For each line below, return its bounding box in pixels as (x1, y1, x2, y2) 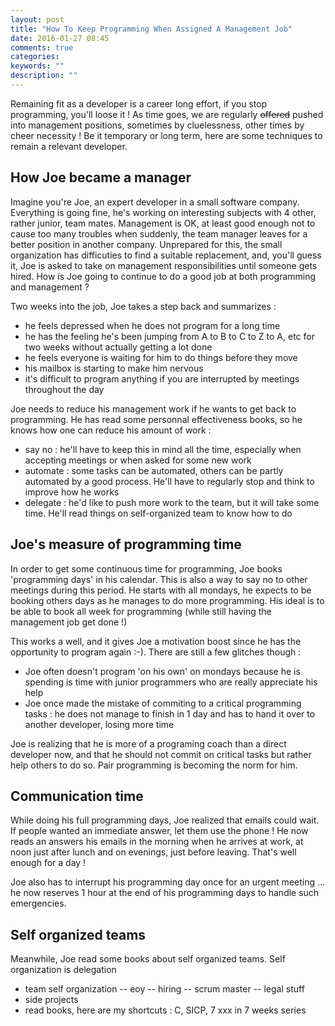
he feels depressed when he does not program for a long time (24, 319, 281, 331)
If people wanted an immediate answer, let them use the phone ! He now (10, 825, 309, 837)
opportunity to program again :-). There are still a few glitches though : (10, 646, 302, 658)
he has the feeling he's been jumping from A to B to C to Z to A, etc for (24, 330, 315, 342)
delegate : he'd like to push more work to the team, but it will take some (24, 496, 320, 508)
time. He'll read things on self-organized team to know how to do (24, 507, 293, 519)
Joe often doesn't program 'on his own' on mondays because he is (24, 665, 301, 677)
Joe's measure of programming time (10, 536, 242, 553)
